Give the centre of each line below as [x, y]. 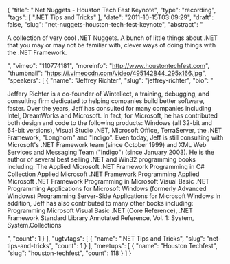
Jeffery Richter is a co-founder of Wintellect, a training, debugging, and [108, 93]
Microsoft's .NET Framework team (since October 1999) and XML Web [107, 145]
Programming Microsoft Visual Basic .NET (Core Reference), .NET [100, 210]
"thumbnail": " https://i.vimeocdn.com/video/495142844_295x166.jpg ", [107, 73]
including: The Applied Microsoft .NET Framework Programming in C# [106, 167]
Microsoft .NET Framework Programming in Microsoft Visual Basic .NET [108, 181]
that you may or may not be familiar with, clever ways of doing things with [112, 45]
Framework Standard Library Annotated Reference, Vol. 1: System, [101, 218]
